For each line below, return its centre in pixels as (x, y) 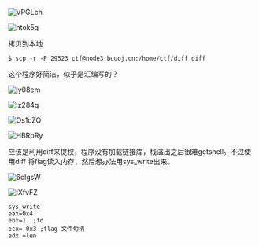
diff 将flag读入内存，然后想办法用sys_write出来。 (94, 162)
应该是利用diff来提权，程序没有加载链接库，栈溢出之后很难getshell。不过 (126, 152)
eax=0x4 (21, 214)
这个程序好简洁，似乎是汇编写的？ (63, 74)
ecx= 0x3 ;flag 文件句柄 (46, 229)
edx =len (22, 236)
